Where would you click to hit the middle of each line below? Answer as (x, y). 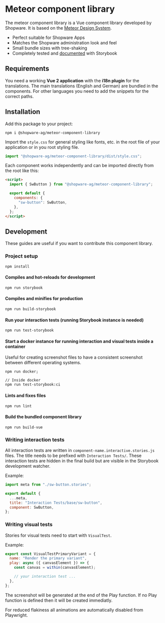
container (15, 346)
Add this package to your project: (39, 124)
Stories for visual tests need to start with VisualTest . (58, 535)
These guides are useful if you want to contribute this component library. (79, 243)
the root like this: (22, 171)
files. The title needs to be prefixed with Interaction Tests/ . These (73, 456)
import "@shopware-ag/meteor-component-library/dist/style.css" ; (73, 156)
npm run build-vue (24, 427)
